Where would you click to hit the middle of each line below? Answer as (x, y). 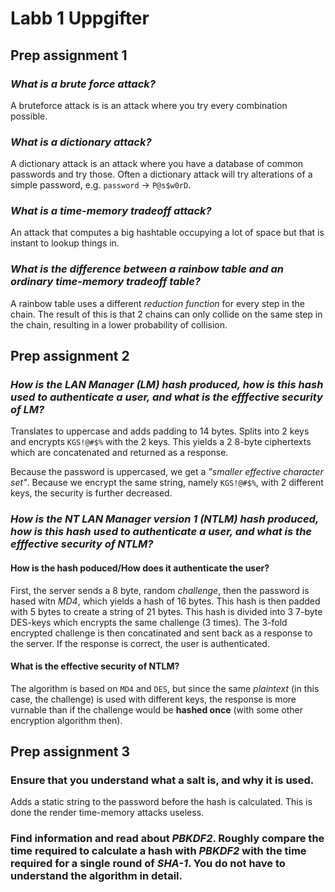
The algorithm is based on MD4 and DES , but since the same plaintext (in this (165, 688)
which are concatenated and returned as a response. (119, 453)
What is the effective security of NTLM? (95, 666)
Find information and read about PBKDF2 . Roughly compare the (167, 839)
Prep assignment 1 (69, 55)
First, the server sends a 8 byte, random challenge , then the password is (160, 590)
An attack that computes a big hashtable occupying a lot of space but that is (167, 233)
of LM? (27, 410)
